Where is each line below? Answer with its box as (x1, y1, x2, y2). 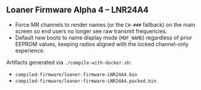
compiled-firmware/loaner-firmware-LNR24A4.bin (15, 71, 137, 78)
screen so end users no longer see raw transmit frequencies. (15, 27, 168, 35)
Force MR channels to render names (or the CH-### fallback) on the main (15, 21, 196, 28)
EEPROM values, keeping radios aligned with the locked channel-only (15, 40, 189, 47)
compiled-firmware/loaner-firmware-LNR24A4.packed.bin (15, 78, 157, 84)
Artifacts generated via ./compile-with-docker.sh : (6, 58, 132, 66)
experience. (15, 47, 45, 54)
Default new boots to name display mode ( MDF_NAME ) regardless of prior (15, 33, 193, 41)
